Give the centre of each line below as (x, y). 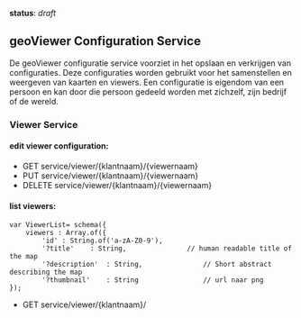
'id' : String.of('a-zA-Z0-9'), (103, 241)
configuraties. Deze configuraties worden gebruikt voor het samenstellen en (151, 72)
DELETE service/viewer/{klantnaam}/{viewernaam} (117, 185)
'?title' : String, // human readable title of (167, 249)
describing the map (46, 273)
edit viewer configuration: (59, 146)
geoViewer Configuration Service (105, 41)
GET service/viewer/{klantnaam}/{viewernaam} (110, 166)
